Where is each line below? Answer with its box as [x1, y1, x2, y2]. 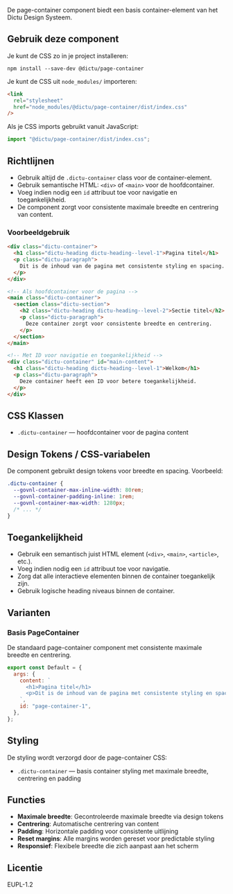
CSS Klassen [7, 410, 64, 421]
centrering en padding [17, 774, 81, 782]
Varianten [7, 606, 51, 619]
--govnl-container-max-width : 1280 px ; [13, 499, 126, 507]
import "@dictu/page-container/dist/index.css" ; [7, 136, 150, 143]
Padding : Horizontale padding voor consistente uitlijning [17, 827, 179, 836]
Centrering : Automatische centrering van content [17, 820, 159, 828]
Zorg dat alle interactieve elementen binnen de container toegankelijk [17, 572, 216, 581]
